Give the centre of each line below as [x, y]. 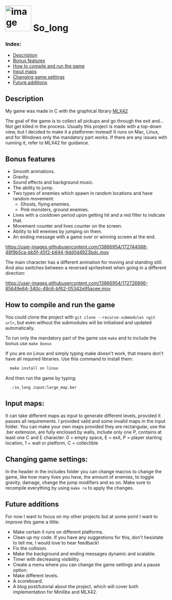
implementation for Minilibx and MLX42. [55, 592]
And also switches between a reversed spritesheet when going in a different [86, 268]
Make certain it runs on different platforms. [58, 532]
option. [20, 570]
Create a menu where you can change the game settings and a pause [86, 565]
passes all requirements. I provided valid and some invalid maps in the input [85, 421]
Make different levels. [36, 576]
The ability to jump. [33, 188]
